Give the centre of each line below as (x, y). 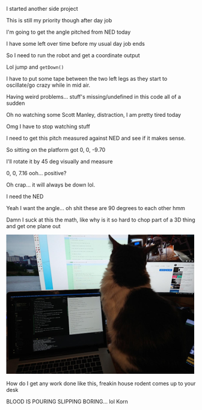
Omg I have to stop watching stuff (48, 126)
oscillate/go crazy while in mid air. (48, 85)
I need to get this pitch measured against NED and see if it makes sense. (96, 138)
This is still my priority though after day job (59, 20)
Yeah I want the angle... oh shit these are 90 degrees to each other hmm (96, 208)
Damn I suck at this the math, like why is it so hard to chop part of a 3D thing (101, 220)
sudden (16, 103)
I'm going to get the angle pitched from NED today (69, 32)
